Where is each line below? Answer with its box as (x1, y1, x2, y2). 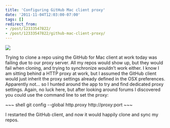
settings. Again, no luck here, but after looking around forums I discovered (5, 87, 161, 93)
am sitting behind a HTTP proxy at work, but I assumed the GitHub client (5, 70, 157, 76)
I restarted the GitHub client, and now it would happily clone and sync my (5, 112, 158, 117)
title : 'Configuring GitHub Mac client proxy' (5, 7, 106, 13)
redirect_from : (5, 21, 38, 27)
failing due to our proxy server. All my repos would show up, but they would (5, 60, 163, 66)
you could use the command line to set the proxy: (5, 92, 109, 98)
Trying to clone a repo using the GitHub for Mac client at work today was (5, 54, 157, 60)
